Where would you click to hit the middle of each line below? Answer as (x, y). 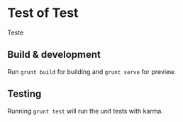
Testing (24, 94)
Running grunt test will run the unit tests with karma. (85, 111)
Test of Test (43, 13)
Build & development (54, 55)
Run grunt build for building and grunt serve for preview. (91, 71)
